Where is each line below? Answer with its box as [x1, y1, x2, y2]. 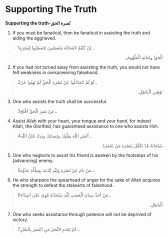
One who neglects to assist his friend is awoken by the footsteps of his [12, 152, 158, 158]
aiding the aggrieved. [12, 35, 56, 41]
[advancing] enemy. [12, 157, 54, 163]
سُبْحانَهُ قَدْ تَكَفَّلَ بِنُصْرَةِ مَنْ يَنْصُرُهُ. [101, 142, 163, 148]
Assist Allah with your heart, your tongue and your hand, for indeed [12, 117, 151, 123]
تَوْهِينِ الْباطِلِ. [137, 88, 163, 94]
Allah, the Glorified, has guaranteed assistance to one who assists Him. [12, 123, 159, 129]
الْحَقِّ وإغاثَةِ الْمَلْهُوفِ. [124, 54, 163, 60]
